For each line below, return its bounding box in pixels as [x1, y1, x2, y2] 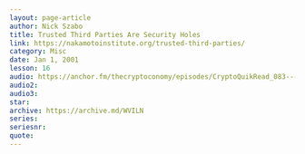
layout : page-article [9, 13, 92, 23]
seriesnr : [9, 123, 47, 132]
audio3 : [9, 89, 39, 98]
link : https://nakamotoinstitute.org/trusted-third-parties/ [9, 38, 246, 48]
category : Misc [9, 47, 67, 56]
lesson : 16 [9, 64, 51, 73]
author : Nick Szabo [9, 22, 84, 31]
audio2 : [9, 81, 39, 90]
